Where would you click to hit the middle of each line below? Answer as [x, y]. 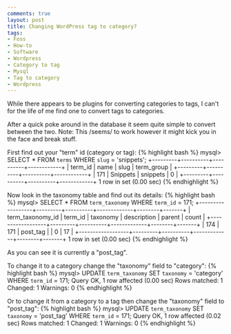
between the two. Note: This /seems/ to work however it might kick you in [112, 132]
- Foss [17, 39]
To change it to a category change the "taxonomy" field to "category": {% [112, 266]
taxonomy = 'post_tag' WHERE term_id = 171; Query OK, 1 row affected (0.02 [114, 316]
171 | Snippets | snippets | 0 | [137, 175]
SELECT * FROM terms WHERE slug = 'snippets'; [77, 160]
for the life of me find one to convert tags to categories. [86, 111]
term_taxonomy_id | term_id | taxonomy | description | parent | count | [106, 217]
